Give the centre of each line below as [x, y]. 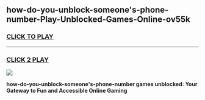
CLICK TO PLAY [30, 37]
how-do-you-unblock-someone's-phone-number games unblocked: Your [102, 84]
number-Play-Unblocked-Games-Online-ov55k [98, 20]
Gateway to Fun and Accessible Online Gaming [67, 90]
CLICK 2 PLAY [27, 59]
